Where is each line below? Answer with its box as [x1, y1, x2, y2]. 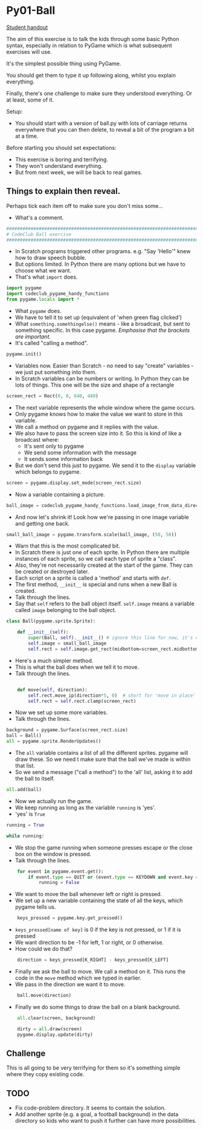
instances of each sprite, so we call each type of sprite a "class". [14, 555, 177, 563]
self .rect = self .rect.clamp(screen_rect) [28, 698, 137, 704]
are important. [14, 333, 51, 340]
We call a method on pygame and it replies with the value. [14, 423, 159, 430]
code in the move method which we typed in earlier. [14, 974, 142, 981]
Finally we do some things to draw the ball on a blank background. [14, 1003, 181, 1010]
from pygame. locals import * [6, 297, 80, 303]
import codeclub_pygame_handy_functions [6, 291, 110, 297]
